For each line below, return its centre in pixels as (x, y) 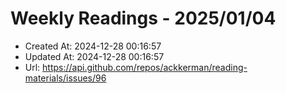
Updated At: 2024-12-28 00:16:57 (94, 56)
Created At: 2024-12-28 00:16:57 (93, 46)
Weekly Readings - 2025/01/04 (143, 18)
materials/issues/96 (65, 78)
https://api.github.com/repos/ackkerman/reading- (145, 67)
